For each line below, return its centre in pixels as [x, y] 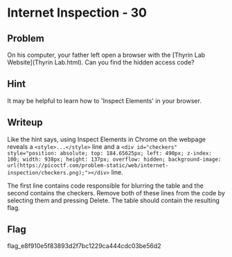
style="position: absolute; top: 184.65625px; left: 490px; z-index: [110, 153]
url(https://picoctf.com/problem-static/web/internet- [88, 165]
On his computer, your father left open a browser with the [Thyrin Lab [106, 55]
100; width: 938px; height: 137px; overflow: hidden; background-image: [114, 159]
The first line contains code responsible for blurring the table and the [106, 186]
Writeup [25, 123]
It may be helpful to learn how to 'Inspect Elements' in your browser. [105, 100]
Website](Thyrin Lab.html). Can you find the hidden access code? [101, 62]
